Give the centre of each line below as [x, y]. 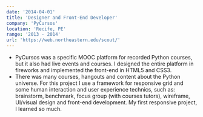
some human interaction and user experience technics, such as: [95, 89]
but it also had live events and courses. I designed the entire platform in [104, 64]
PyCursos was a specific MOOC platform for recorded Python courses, [104, 57]
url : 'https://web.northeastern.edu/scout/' [63, 40]
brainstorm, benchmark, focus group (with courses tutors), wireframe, [103, 96]
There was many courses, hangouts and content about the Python [98, 77]
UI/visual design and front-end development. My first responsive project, [106, 102]
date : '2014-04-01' [31, 12]
